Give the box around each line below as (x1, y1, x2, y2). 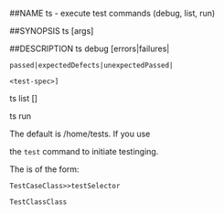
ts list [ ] (9, 93, 38, 103)
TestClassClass (9, 198, 68, 207)
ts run (9, 111, 32, 122)
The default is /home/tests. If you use (9, 128, 151, 139)
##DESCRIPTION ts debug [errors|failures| (9, 43, 170, 54)
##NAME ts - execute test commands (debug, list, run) (9, 8, 216, 18)
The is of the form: (9, 164, 80, 175)
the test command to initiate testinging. (9, 146, 159, 156)
